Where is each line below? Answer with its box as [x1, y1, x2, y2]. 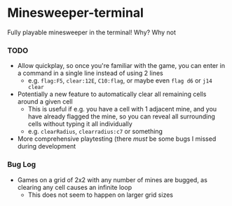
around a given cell [17, 97, 73, 106]
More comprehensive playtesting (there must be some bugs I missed [17, 135, 217, 143]
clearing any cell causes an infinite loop [17, 183, 132, 191]
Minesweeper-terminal [7, 5, 144, 21]
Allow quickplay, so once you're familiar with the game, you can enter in [17, 62, 226, 70]
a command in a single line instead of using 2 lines [17, 69, 163, 78]
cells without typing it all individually [27, 120, 133, 128]
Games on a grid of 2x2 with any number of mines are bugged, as [17, 175, 208, 184]
